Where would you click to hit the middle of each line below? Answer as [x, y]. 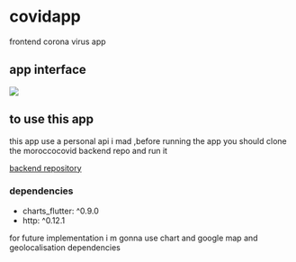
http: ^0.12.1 [44, 220]
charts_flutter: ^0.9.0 [60, 211]
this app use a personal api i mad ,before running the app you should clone [148, 140]
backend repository [46, 167]
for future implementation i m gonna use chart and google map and [134, 238]
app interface [48, 70]
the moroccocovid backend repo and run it [89, 150]
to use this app [52, 119]
